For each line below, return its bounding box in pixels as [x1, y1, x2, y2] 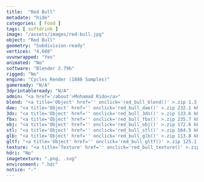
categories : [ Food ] [6, 20, 61, 26]
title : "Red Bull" [6, 8, 56, 15]
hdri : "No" [6, 150, 34, 156]
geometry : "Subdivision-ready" [6, 43, 86, 49]
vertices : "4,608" [6, 49, 53, 55]
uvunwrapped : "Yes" [6, 54, 56, 60]
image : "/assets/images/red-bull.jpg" [6, 32, 104, 38]
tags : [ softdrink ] [6, 25, 59, 32]
